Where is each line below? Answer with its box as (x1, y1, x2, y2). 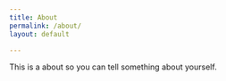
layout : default (9, 29, 70, 38)
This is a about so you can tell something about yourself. (9, 61, 217, 72)
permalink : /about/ (9, 21, 82, 30)
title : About (9, 12, 58, 22)
